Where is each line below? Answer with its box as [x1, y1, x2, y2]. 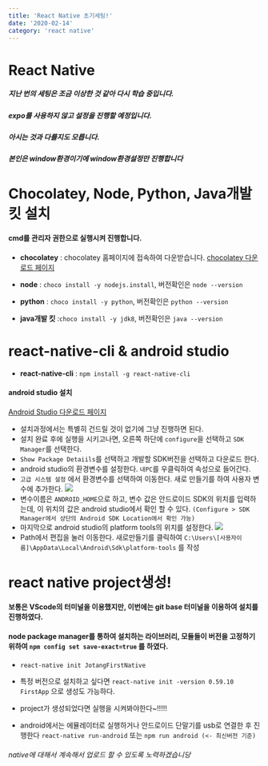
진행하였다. [8, 612, 44, 621]
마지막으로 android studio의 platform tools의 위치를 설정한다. [19, 522, 214, 532]
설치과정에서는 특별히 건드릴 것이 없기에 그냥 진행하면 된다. [19, 424, 204, 433]
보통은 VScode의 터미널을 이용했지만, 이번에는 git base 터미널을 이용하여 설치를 [8, 601, 258, 612]
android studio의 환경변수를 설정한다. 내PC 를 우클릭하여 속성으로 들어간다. [19, 464, 251, 473]
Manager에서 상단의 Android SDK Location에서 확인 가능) [19, 514, 196, 522]
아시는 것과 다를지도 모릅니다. [8, 132, 100, 142]
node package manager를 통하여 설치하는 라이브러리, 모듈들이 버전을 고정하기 [8, 632, 256, 641]
